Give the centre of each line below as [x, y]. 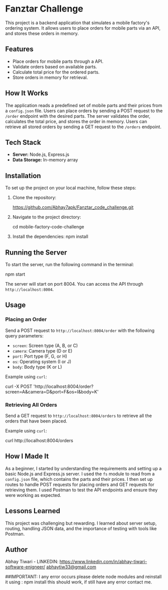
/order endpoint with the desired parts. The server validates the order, [78, 116]
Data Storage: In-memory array [45, 160]
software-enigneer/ [25, 567]
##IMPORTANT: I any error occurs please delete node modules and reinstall [83, 577]
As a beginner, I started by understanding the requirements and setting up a [83, 468]
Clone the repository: [34, 198]
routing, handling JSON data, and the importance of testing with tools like [81, 528]
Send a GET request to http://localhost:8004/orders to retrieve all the [78, 415]
